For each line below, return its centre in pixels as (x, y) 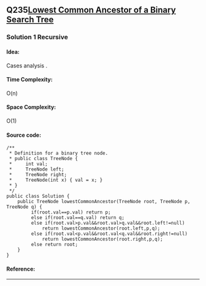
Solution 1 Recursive (37, 37)
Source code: (24, 135)
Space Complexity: (31, 107)
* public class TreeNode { (44, 159)
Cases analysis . (27, 65)
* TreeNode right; (38, 175)
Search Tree (30, 20)
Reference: (21, 269)
